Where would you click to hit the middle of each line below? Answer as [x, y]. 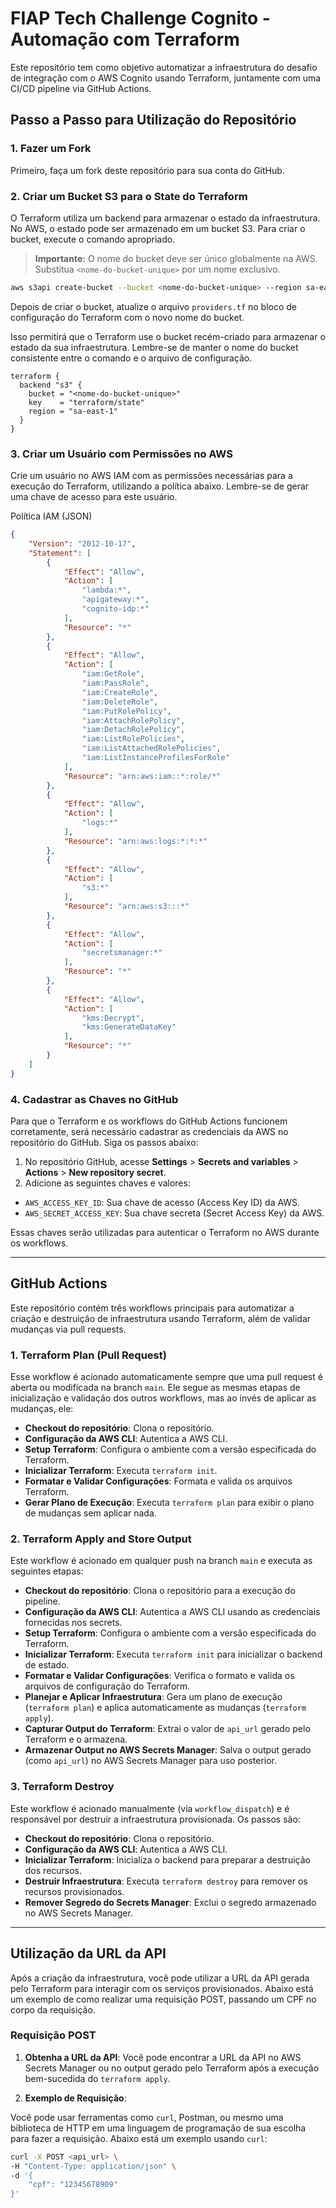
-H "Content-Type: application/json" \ [93, 2166]
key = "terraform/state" [86, 402]
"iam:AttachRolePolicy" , [133, 720]
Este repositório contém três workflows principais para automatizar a [152, 1308]
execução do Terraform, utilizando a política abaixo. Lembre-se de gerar [160, 486]
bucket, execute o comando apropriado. [93, 239]
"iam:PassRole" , [115, 683]
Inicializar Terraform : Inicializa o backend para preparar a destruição [167, 1859]
